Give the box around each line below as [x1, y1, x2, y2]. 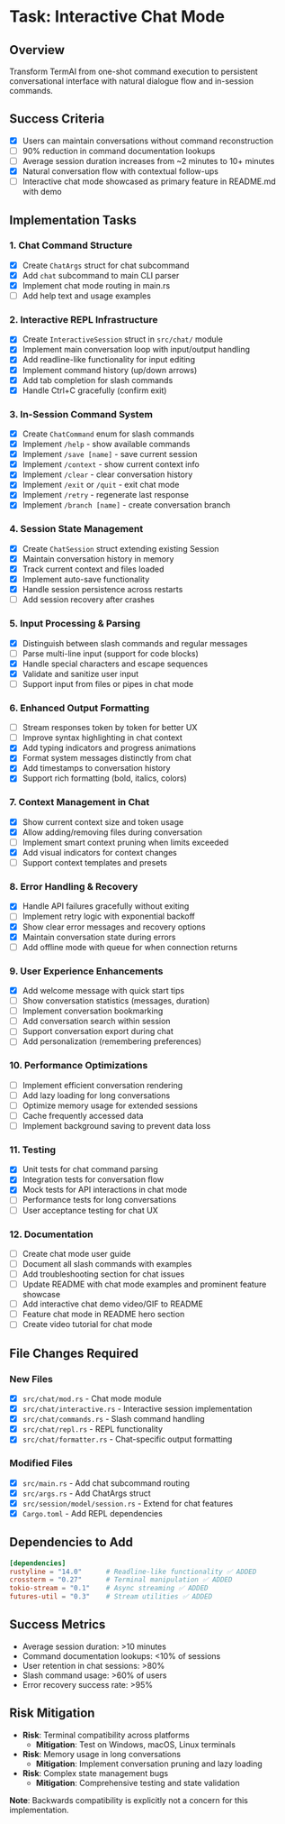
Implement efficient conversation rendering [22, 1079, 183, 1090]
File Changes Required [9, 1345, 139, 1361]
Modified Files [9, 1457, 74, 1470]
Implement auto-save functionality [22, 574, 150, 585]
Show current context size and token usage [22, 816, 184, 827]
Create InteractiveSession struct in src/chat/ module [22, 334, 223, 344]
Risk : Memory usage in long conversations [22, 1748, 182, 1759]
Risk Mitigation [9, 1706, 95, 1721]
